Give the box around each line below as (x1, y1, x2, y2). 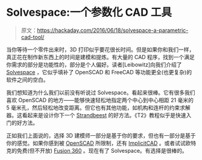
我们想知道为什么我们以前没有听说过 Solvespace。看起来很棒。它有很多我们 (6, 89, 195, 96)
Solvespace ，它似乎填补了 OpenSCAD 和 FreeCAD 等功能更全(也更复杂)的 (6, 68, 192, 75)
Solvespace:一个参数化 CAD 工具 (6, 5, 172, 19)
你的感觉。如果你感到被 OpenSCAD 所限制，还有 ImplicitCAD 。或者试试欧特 (6, 139, 197, 147)
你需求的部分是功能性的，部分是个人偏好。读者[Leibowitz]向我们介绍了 (6, 61, 182, 68)
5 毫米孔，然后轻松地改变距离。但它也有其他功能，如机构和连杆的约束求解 (6, 104, 191, 111)
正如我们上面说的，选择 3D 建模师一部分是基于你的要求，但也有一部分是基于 (6, 132, 196, 139)
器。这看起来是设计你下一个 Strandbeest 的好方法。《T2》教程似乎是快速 (6, 111, 186, 118)
